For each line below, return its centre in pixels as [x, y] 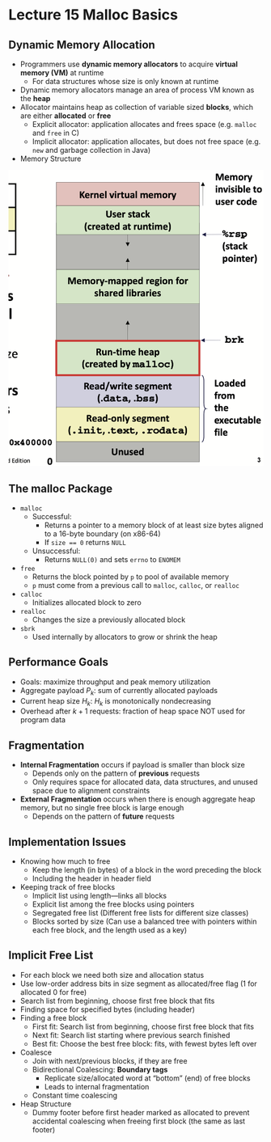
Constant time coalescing [75, 1095]
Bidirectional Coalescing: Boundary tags [100, 1069]
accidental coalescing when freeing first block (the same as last [138, 1121]
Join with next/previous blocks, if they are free [110, 1060]
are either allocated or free [66, 116]
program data [43, 720]
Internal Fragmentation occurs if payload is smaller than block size [132, 765]
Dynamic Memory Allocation [82, 45]
